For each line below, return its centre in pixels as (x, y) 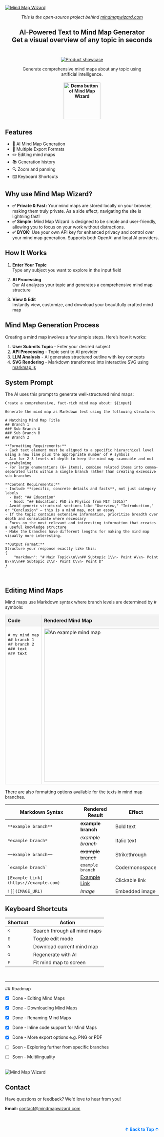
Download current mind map (66, 947)
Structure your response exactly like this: (51, 549)
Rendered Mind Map (68, 621)
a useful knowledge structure (36, 527)
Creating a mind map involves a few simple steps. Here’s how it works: (76, 337)
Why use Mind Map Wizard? (49, 194)
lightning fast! (26, 216)
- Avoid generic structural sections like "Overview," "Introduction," (79, 506)
